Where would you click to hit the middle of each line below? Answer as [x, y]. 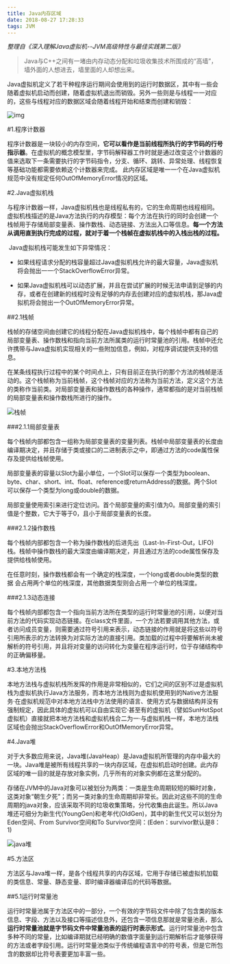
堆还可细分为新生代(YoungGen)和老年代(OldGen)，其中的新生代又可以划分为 [115, 814]
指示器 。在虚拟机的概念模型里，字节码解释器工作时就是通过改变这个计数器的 [115, 152]
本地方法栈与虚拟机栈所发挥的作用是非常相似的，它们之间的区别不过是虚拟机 [115, 684]
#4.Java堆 [22, 742]
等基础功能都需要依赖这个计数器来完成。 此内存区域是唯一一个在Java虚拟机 [114, 169]
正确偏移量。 [31, 655]
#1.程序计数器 [26, 129]
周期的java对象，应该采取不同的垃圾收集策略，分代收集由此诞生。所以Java [113, 805]
